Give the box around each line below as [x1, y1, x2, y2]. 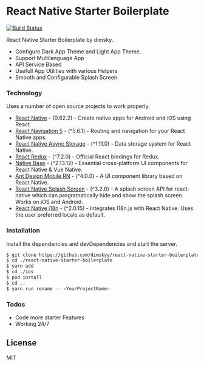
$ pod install [6, 274, 42, 280]
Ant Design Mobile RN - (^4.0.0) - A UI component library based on [15, 172, 183, 180]
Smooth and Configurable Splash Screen [15, 73, 117, 81]
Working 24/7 [15, 320, 50, 327]
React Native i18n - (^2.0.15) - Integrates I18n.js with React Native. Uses [15, 205, 194, 212]
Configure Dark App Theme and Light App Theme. [15, 47, 141, 55]
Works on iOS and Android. [15, 198, 83, 206]
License [6, 338, 37, 348]
